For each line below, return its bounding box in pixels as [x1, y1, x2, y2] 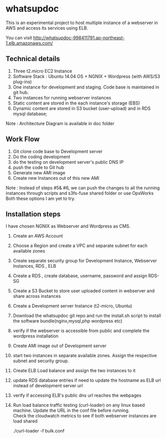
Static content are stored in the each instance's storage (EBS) [12, 100, 140, 106]
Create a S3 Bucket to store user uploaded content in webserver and [12, 288, 154, 294]
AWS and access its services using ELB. [5, 25, 88, 31]
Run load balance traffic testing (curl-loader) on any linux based [12, 402, 145, 408]
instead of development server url [12, 383, 83, 389]
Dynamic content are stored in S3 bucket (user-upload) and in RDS [12, 105, 151, 111]
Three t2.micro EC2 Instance [12, 68, 72, 74]
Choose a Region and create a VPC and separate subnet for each [12, 243, 148, 249]
